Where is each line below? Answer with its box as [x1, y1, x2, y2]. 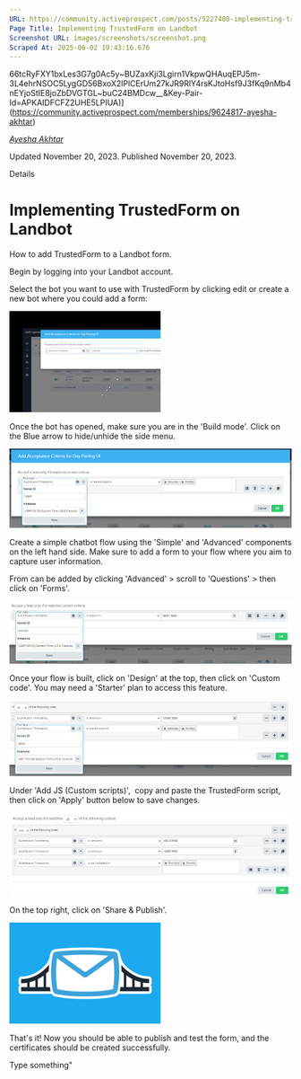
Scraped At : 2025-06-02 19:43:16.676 [9, 43, 150, 52]
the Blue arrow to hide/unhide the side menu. [9, 431, 176, 442]
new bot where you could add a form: [9, 293, 148, 305]
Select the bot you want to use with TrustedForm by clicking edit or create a [9, 284, 289, 295]
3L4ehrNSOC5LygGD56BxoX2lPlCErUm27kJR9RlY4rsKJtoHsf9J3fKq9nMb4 [9, 78, 291, 89]
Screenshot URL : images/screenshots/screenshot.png [9, 33, 206, 42]
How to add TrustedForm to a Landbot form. [9, 249, 172, 260]
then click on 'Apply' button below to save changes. [9, 794, 200, 805]
